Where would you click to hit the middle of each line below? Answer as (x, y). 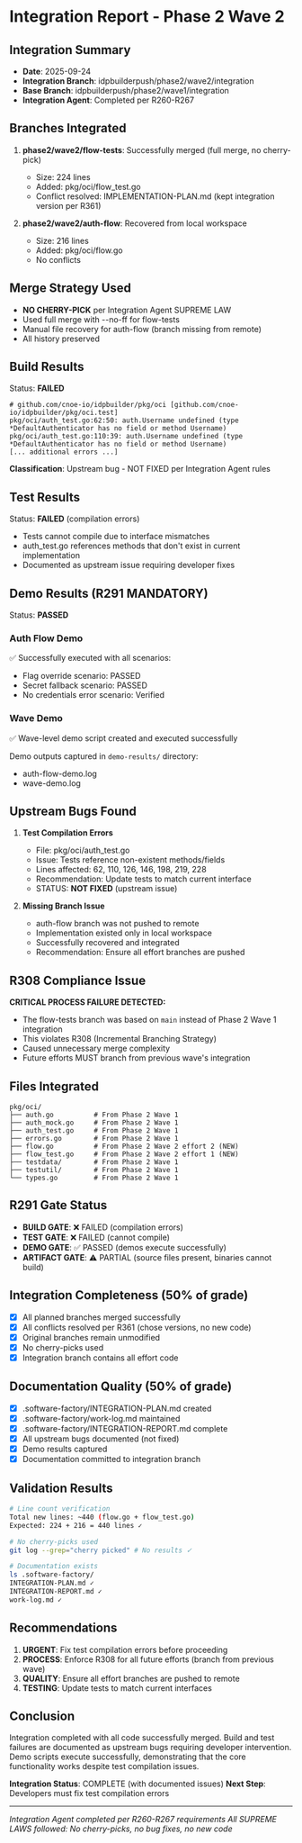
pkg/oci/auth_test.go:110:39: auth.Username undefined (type (126, 437)
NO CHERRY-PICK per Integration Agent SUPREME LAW (127, 310)
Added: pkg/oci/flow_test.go (88, 186)
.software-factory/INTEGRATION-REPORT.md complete (125, 1428)
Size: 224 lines (63, 176)
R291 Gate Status (58, 1205)
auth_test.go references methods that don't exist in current (131, 546)
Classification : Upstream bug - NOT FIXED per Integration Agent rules (140, 469)
